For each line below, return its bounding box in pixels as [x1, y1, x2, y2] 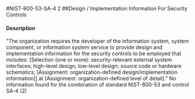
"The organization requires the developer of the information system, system [6, 37, 189, 45]
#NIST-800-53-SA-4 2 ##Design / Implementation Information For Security [6, 5, 187, 12]
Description [6, 25, 36, 32]
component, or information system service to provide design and [6, 44, 163, 51]
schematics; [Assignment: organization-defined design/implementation [6, 69, 178, 76]
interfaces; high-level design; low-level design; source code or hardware [6, 63, 182, 70]
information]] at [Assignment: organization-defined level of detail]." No [6, 75, 177, 82]
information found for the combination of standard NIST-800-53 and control [6, 81, 189, 88]
